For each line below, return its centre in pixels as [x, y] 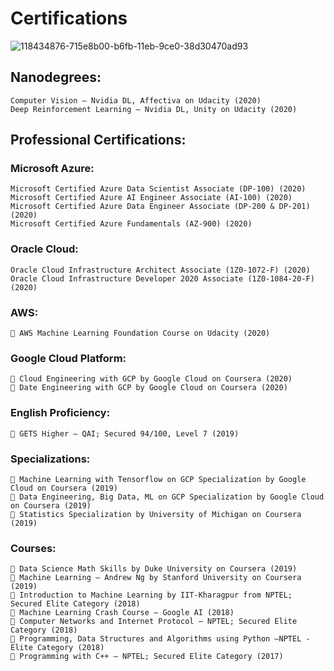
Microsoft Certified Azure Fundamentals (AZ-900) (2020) [131, 224]
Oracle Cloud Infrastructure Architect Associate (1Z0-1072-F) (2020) [160, 270]
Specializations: [50, 459]
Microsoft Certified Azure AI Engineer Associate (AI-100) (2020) [151, 198]
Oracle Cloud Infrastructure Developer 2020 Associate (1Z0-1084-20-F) [162, 278]
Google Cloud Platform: [68, 358]
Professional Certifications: [98, 140]
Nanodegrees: [56, 77]
